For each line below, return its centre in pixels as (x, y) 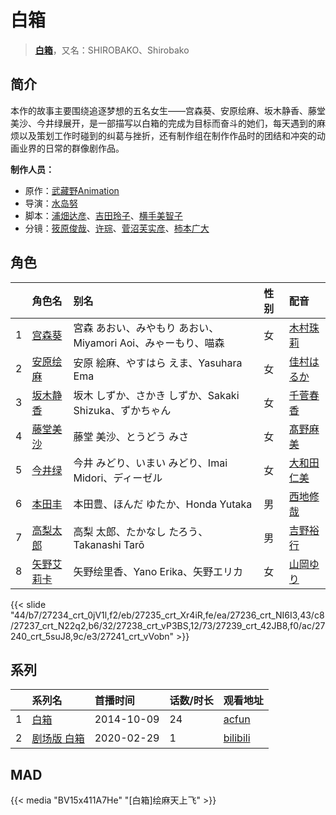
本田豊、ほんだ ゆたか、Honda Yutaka (163, 504)
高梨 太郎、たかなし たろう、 (141, 531)
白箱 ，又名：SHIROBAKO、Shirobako (112, 50)
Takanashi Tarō (109, 544)
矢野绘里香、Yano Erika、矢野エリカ (158, 571)
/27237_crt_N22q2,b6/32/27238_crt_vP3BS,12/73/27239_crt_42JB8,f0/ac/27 (168, 625)
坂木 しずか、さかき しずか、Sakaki (156, 395)
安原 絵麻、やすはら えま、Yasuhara (158, 363)
